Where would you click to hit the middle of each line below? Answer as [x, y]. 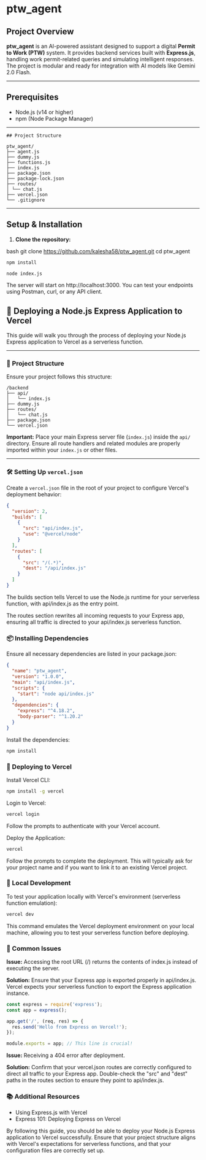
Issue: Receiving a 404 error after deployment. [66, 1055]
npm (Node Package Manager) [54, 118]
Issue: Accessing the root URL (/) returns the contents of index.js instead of [102, 961]
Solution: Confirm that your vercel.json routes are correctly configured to [99, 1067]
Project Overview [40, 32]
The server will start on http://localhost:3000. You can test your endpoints [100, 285]
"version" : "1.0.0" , [38, 677]
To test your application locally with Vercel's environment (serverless [93, 896]
